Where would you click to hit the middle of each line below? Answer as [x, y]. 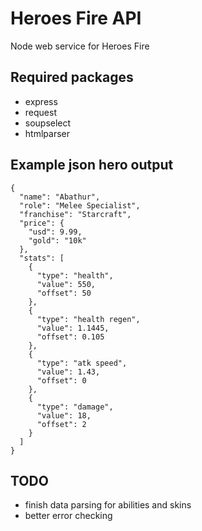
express [41, 101]
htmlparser [47, 133]
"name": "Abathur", [60, 197]
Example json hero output [92, 165]
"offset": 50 [64, 293]
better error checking [68, 516]
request [40, 112]
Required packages [72, 77]
